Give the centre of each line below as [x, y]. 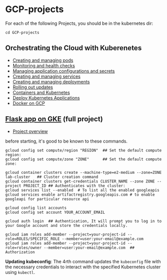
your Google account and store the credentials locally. [67, 225]
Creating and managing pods [43, 60]
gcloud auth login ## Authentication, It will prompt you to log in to [83, 221]
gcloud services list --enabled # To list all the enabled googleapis [82, 190]
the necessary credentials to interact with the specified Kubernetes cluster [83, 267]
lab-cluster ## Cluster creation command [52, 177]
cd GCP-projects [22, 32]
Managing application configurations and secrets [64, 71]
